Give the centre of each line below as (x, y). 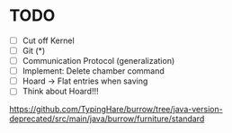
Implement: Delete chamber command (93, 71)
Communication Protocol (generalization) (98, 61)
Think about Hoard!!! (60, 92)
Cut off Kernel (48, 40)
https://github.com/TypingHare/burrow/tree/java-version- (116, 110)
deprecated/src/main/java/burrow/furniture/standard (107, 119)
